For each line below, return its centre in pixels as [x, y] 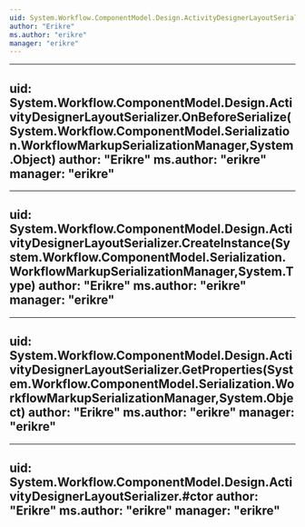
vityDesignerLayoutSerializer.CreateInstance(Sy [150, 243]
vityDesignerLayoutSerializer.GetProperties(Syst [151, 370]
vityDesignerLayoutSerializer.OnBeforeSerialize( [151, 117]
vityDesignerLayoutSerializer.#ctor [112, 497]
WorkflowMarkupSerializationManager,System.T [152, 272]
